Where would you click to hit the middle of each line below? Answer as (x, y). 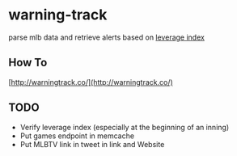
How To (28, 63)
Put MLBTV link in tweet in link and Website (92, 144)
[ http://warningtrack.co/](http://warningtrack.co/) (91, 82)
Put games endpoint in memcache (77, 136)
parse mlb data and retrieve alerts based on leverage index (106, 37)
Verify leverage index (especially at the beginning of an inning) (124, 127)
